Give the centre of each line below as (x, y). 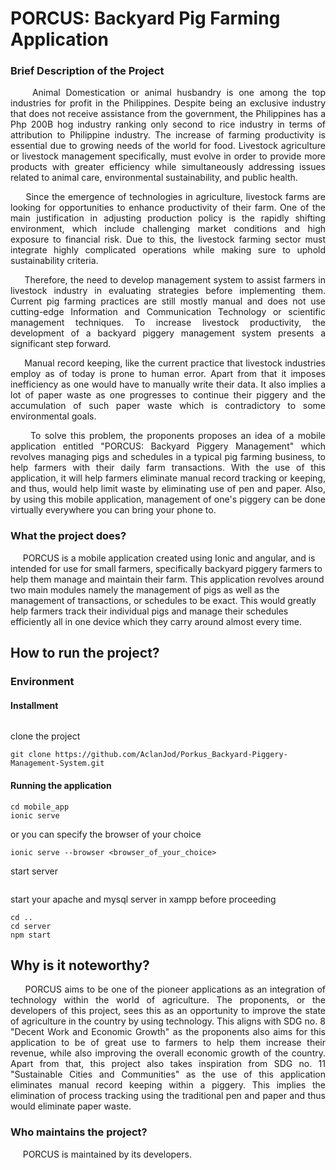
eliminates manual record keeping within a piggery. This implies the (168, 1085)
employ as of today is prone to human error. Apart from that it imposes (168, 374)
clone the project (45, 736)
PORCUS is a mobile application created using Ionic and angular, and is (169, 558)
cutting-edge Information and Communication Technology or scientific (168, 312)
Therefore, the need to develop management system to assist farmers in (175, 280)
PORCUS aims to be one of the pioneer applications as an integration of (175, 989)
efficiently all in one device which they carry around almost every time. (156, 621)
